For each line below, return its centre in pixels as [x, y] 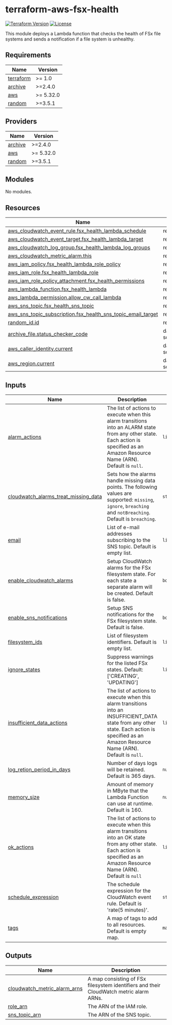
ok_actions [21, 847]
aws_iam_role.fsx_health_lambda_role [53, 273]
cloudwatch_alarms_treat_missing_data [55, 497]
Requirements [28, 55]
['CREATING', [123, 676]
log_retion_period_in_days [39, 769]
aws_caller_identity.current [40, 349]
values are [119, 493]
